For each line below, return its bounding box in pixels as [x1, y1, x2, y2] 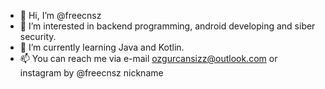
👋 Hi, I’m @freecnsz [19, 10, 102, 21]
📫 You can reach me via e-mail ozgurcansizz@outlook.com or [19, 53, 278, 64]
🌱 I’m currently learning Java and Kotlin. [19, 41, 185, 53]
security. [19, 31, 57, 42]
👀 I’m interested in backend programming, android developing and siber [19, 20, 316, 32]
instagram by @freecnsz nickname [19, 67, 164, 79]
